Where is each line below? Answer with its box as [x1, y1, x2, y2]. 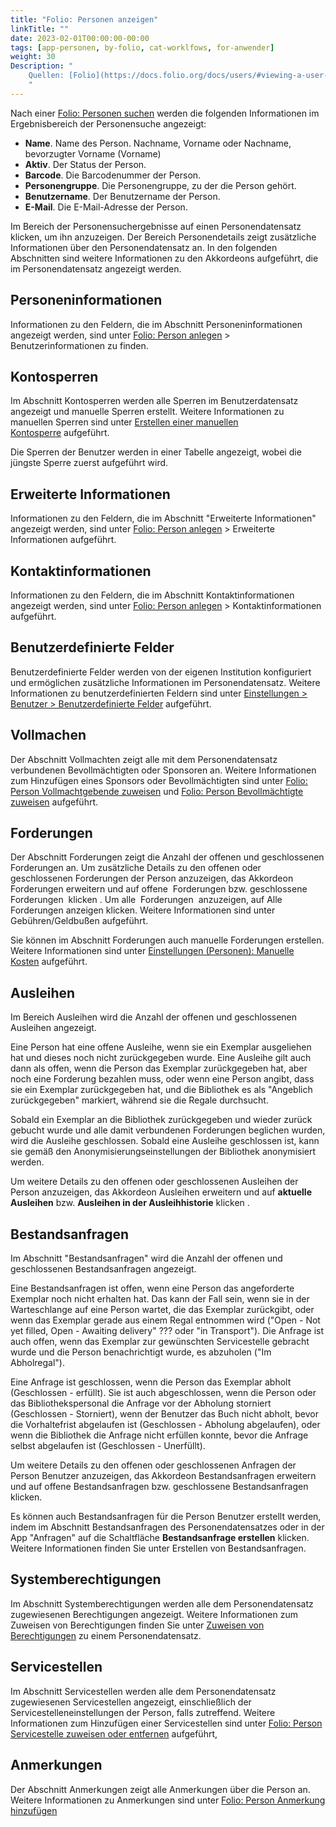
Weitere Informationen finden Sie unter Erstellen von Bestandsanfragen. [10, 1542, 307, 1555]
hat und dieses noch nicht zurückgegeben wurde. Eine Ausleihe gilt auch [10, 1052, 312, 1064]
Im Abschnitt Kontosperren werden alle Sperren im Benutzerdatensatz [10, 395, 299, 407]
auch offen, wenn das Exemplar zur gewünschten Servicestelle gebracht [10, 1336, 310, 1348]
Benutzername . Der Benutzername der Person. [24, 190, 221, 202]
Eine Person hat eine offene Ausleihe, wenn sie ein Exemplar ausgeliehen [10, 1041, 312, 1053]
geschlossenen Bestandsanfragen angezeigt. [10, 1263, 197, 1275]
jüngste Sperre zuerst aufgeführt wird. [10, 457, 169, 469]
